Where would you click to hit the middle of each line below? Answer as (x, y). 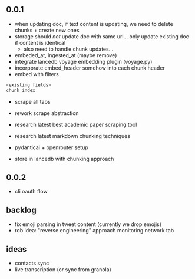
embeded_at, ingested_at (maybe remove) (66, 55)
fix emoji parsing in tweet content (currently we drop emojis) (88, 224)
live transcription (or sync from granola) (63, 270)
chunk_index (21, 90)
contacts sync (32, 263)
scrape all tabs (33, 101)
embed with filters (37, 74)
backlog (22, 210)
